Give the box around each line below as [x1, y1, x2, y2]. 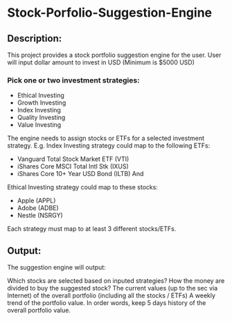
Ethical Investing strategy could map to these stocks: [7, 183, 158, 191]
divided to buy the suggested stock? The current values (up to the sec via [7, 284, 218, 293]
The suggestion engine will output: [7, 263, 106, 272]
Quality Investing [17, 113, 66, 122]
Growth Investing [17, 98, 66, 107]
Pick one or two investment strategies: [7, 75, 140, 85]
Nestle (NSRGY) [17, 211, 64, 220]
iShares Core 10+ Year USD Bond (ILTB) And [17, 170, 144, 178]
